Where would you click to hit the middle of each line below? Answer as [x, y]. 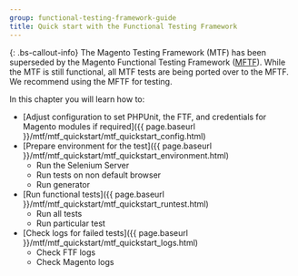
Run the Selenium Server [83, 165]
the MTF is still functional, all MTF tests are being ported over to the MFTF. [149, 72]
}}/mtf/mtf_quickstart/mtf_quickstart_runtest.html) [115, 204]
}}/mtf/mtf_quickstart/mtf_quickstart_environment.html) [126, 155]
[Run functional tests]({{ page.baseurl [94, 194]
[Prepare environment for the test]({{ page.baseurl [117, 146]
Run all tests [59, 213]
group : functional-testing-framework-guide [93, 18]
